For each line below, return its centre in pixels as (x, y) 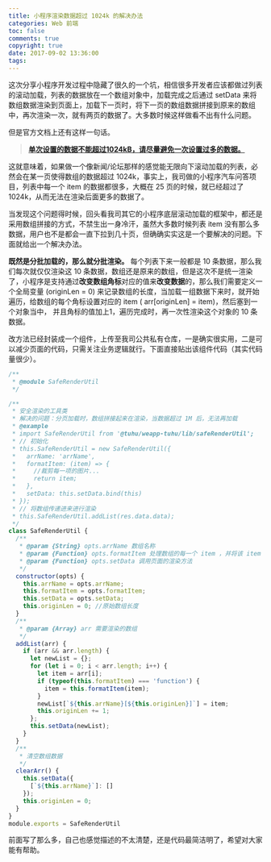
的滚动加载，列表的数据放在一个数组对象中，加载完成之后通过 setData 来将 (133, 94)
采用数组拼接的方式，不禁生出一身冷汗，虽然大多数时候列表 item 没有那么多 (134, 223)
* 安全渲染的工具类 (40, 411)
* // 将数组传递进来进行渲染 (54, 509)
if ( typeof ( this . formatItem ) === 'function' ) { (119, 681)
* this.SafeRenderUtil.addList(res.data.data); (93, 516)
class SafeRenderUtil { (48, 531)
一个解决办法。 (61, 244)
